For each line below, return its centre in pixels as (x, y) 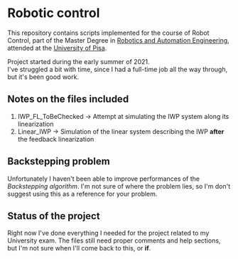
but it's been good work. (43, 77)
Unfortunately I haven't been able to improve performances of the (104, 179)
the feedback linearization (56, 139)
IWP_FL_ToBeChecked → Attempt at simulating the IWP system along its (123, 116)
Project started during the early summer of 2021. (79, 61)
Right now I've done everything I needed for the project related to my (108, 233)
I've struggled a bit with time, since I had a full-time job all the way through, (118, 69)
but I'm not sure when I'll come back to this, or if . (79, 248)
